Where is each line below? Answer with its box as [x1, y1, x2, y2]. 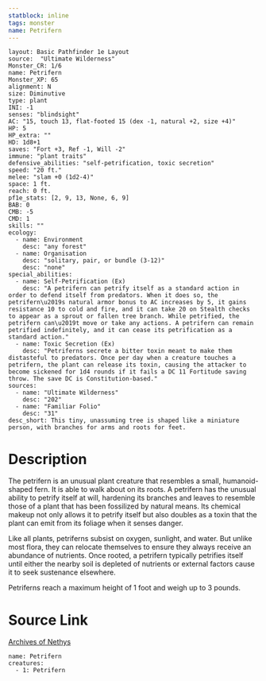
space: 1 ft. [8, 180, 52, 188]
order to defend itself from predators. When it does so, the [8, 292, 218, 300]
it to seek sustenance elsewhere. [8, 567, 117, 577]
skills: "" [8, 222, 44, 230]
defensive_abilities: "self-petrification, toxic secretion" [8, 160, 215, 168]
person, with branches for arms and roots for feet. [8, 424, 187, 431]
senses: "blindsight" [8, 110, 80, 119]
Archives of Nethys [8, 637, 71, 647]
